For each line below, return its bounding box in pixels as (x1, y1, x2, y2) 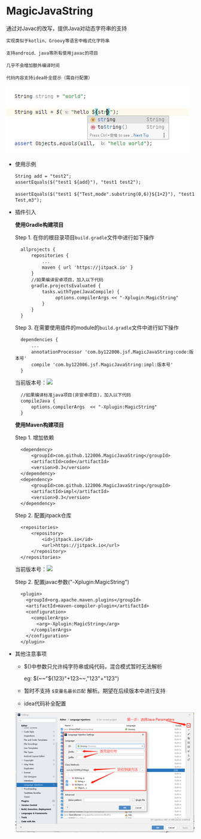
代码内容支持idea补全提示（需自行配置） (6, 75, 93, 81)
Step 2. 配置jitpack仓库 (14, 512, 72, 519)
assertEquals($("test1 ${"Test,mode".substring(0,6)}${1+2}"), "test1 (14, 191, 195, 197)
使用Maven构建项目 (14, 421, 64, 428)
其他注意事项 (14, 650, 47, 657)
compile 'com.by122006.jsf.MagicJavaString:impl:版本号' (31, 361, 173, 367)
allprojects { (20, 247, 56, 253)
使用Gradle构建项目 (14, 221, 64, 228)
